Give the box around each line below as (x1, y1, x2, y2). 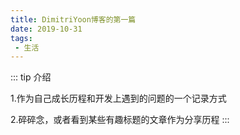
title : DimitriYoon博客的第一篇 (10, 14, 137, 25)
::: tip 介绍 (10, 71, 52, 83)
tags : (10, 33, 33, 43)
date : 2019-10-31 (10, 24, 83, 34)
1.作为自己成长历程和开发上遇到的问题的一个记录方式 (10, 92, 227, 105)
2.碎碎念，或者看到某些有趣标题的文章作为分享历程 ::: (10, 114, 230, 126)
